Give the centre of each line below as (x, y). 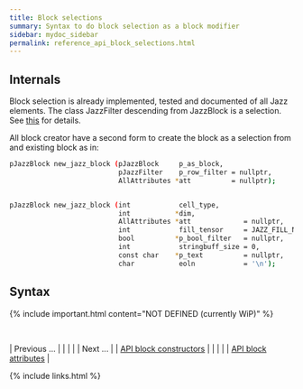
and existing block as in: (54, 148)
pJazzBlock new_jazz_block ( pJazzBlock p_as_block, (116, 164)
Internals (35, 79)
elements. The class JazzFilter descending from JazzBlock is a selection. (146, 111)
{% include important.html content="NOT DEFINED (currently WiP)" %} (142, 313)
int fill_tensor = (183, 230)
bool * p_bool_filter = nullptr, (201, 239)
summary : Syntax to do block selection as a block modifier (125, 26)
